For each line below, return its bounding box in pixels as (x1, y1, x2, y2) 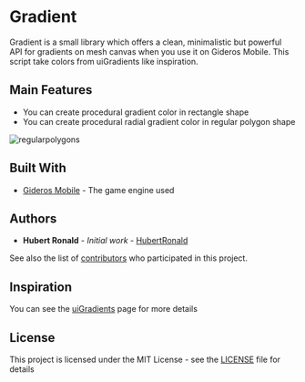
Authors (9, 211, 57, 226)
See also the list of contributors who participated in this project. (9, 253, 249, 263)
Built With (9, 160, 66, 176)
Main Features (9, 82, 93, 98)
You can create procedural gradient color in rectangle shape (22, 107, 249, 118)
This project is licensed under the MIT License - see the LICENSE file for (9, 354, 280, 365)
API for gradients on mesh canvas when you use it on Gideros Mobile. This (9, 46, 290, 57)
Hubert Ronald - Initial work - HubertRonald (22, 235, 188, 246)
